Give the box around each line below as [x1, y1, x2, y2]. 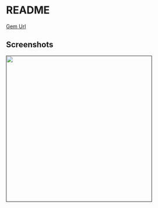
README [6, 4, 50, 17]
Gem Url [6, 23, 26, 30]
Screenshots [6, 40, 54, 50]
